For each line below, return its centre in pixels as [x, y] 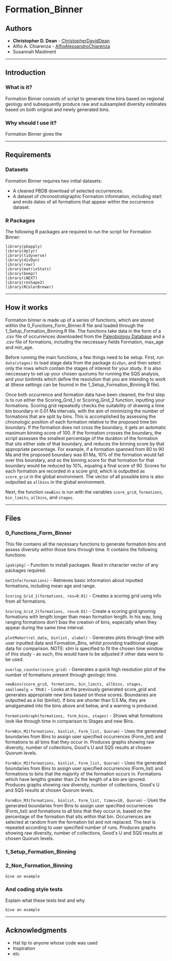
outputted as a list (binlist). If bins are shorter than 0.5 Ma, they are [76, 700]
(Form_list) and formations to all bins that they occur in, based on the [78, 811]
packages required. [26, 570]
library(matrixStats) [28, 269]
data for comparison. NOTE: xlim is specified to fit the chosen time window [84, 648]
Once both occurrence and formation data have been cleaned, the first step [85, 394]
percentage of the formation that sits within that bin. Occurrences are [79, 817]
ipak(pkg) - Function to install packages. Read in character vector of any [82, 565]
